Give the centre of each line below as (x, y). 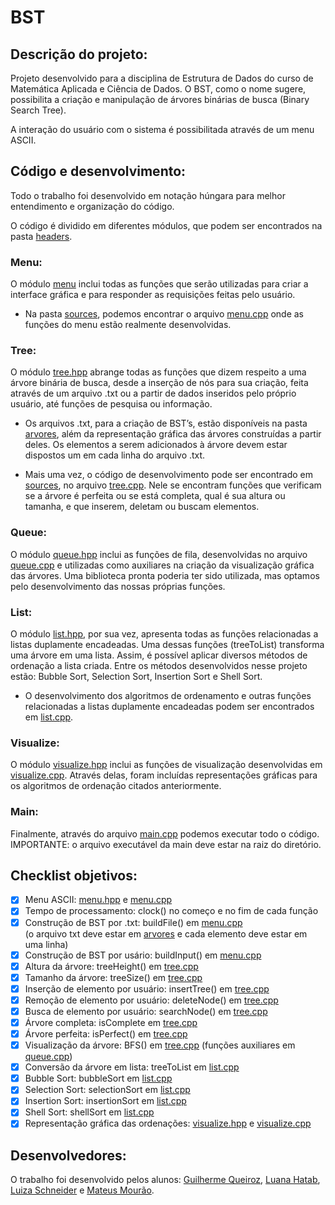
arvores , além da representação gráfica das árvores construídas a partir (173, 434)
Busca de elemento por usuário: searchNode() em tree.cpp (146, 1011)
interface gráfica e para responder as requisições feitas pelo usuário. (153, 295)
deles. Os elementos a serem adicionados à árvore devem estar (156, 445)
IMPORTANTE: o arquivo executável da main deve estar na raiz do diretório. (166, 844)
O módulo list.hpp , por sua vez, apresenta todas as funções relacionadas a (164, 634)
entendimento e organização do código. (92, 206)
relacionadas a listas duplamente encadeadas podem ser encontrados (169, 706)
